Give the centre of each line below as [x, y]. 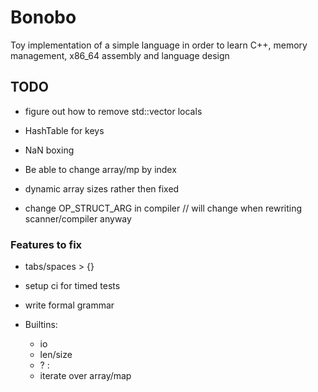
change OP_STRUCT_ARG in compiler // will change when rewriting [163, 208]
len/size [56, 355]
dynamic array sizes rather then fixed [102, 188]
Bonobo [43, 17]
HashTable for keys [64, 130]
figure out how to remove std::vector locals [113, 111]
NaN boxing [49, 150]
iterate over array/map [85, 376]
